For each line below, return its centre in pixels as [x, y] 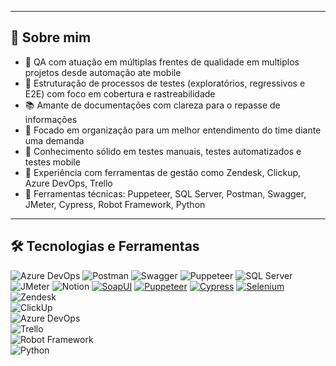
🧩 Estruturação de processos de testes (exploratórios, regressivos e [165, 83]
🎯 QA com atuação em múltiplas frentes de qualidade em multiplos [162, 62]
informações [51, 119]
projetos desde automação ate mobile [103, 72]
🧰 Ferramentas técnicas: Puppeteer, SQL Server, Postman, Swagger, [165, 193]
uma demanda [54, 140]
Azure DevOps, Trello [68, 183]
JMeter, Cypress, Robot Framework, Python [115, 204]
